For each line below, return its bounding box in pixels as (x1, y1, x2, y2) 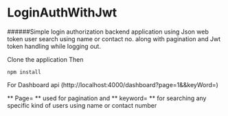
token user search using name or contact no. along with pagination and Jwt (7, 34, 221, 43)
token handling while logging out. (7, 42, 102, 50)
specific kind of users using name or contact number (7, 101, 157, 109)
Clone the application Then (7, 55, 84, 63)
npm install (7, 69, 41, 76)
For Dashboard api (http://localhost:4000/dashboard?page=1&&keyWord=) (7, 80, 218, 89)
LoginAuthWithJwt (7, 5, 117, 21)
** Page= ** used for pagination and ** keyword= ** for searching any (7, 94, 207, 102)
